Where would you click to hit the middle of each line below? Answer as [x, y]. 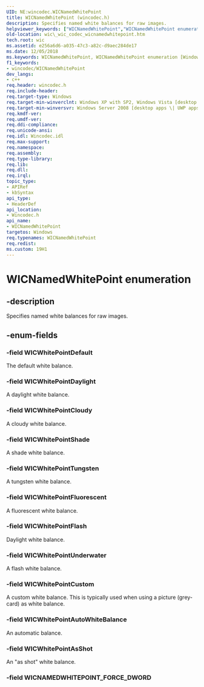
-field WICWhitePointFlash [46, 526]
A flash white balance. [34, 569]
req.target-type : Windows [39, 97]
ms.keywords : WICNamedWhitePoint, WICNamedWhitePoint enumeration [92, 57]
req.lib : [17, 165]
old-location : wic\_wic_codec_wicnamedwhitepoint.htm [76, 35]
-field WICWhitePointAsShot [49, 649]
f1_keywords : [23, 63]
